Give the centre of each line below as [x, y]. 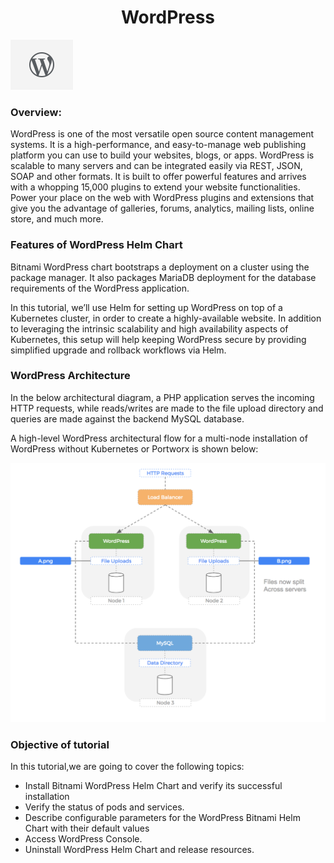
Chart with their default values [87, 828]
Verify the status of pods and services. [104, 807]
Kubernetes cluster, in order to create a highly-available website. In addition [166, 318]
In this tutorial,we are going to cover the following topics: [127, 767]
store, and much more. [57, 219]
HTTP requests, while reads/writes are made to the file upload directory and [167, 408]
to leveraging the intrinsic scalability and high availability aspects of [149, 328]
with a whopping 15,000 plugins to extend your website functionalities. [155, 187]
